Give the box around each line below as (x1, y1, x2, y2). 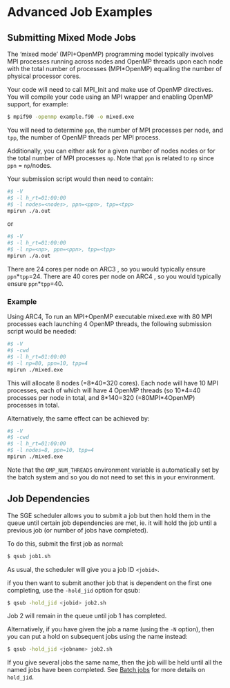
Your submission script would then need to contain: (7, 174, 154, 183)
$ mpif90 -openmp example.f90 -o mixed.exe (7, 113, 135, 120)
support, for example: (7, 100, 69, 108)
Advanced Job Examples (7, 4, 153, 20)
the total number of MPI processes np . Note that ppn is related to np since (7, 153, 214, 162)
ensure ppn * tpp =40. (7, 279, 64, 287)
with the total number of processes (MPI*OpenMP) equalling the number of (7, 65, 222, 73)
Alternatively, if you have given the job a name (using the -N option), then (7, 625, 215, 633)
